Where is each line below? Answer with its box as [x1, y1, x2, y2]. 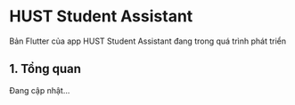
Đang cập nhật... [9, 85, 70, 95]
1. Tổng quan [9, 61, 82, 77]
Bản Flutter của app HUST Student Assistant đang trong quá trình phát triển [9, 36, 287, 46]
